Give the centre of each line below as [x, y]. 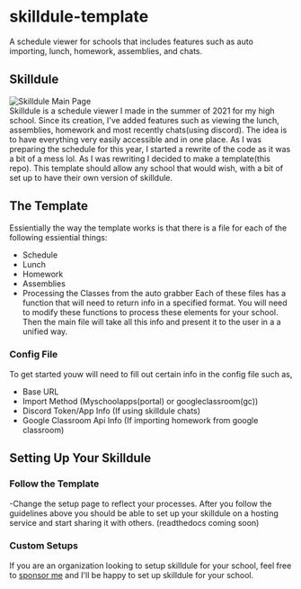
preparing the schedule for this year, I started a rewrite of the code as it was [150, 149]
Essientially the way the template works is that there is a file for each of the [148, 228]
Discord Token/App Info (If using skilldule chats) [111, 411]
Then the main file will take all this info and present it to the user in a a [151, 322]
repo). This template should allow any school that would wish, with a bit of [146, 168]
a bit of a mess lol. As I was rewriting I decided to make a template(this [140, 159]
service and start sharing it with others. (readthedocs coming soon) [134, 522]
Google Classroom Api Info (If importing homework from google [140, 420]
